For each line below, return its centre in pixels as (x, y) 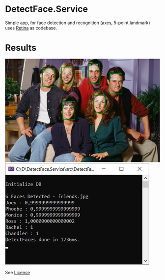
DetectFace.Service (47, 9)
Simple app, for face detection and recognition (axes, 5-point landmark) (78, 23)
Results (21, 48)
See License (18, 272)
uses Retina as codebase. (31, 28)
